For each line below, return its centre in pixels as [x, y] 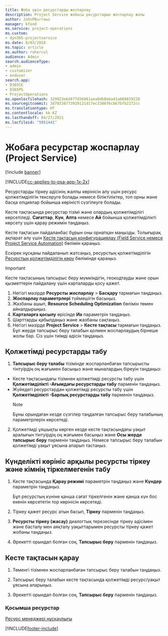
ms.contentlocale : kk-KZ [31, 113]
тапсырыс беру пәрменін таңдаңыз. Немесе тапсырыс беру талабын [87, 440]
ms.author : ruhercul [27, 52]
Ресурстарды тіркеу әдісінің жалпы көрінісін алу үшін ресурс [71, 192]
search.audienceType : [28, 61]
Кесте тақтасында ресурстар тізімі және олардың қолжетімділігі [74, 212]
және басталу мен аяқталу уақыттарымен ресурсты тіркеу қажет [83, 527]
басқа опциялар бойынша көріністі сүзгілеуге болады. [63, 202]
